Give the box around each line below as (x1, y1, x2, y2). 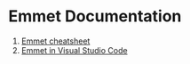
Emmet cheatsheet (20, 36, 91, 46)
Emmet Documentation (8, 6, 182, 27)
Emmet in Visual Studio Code (20, 44, 128, 55)
